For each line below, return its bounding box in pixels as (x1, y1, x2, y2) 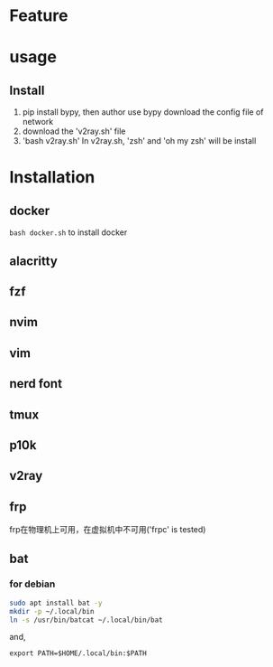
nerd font (9, 376, 63, 391)
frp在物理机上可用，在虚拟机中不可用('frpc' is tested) (9, 524, 206, 535)
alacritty (9, 253, 59, 268)
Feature (9, 5, 68, 26)
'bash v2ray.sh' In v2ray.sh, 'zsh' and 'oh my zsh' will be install (22, 136, 257, 146)
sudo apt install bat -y (9, 598, 103, 607)
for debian (9, 578, 56, 590)
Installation (9, 167, 96, 188)
